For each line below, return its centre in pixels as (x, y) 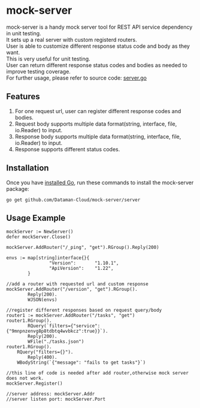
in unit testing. (24, 33)
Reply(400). (43, 357)
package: (18, 188)
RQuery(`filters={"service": (64, 326)
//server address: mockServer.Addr (51, 394)
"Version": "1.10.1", (84, 263)
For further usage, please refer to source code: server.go (76, 78)
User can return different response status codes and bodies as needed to (97, 65)
